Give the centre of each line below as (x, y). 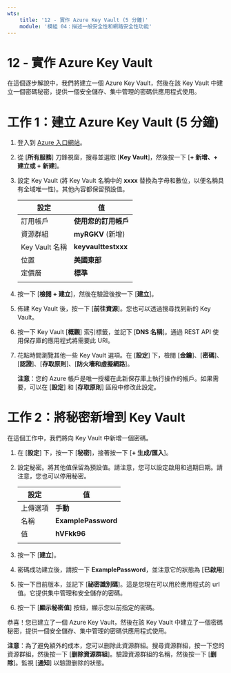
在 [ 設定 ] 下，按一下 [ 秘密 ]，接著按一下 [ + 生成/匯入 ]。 (94, 453)
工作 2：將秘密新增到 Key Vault (96, 418)
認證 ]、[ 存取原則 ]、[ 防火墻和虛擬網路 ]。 (77, 364)
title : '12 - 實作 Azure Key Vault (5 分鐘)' (84, 20)
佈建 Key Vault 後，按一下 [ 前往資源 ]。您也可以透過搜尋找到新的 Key (114, 309)
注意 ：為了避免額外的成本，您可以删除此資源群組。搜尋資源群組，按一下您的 (116, 645)
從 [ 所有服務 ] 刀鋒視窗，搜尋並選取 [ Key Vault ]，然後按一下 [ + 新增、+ (118, 157)
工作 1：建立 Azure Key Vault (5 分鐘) (113, 122)
